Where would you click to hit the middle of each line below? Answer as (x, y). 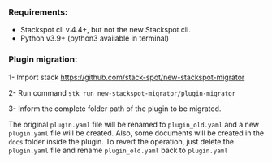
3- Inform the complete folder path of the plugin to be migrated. (115, 109)
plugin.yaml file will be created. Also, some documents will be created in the (136, 133)
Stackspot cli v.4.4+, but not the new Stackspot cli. (105, 30)
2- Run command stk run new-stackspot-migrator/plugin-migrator (122, 92)
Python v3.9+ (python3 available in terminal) (94, 38)
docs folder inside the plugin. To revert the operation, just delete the (121, 141)
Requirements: (38, 12)
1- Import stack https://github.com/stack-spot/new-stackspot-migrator (127, 77)
